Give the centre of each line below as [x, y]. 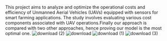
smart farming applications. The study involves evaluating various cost [78, 18]
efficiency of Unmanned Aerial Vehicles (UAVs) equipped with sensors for [82, 12]
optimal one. [18, 33]
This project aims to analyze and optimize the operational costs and [75, 7]
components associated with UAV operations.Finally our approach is [76, 23]
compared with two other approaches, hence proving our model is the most [83, 28]
